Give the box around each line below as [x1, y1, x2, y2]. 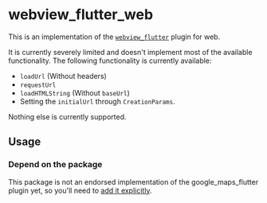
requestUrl [19, 81, 57, 89]
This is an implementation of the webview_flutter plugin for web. [8, 32, 221, 41]
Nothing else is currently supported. [8, 111, 127, 121]
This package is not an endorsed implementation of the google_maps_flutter [8, 177, 259, 186]
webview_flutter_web [8, 6, 154, 24]
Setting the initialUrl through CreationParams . [19, 96, 175, 106]
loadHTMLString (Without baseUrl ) [19, 88, 130, 97]
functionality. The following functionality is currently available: [8, 56, 212, 65]
